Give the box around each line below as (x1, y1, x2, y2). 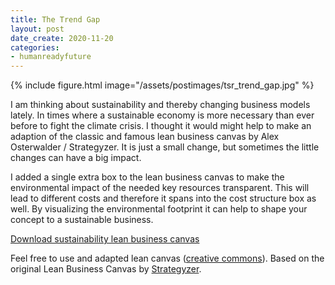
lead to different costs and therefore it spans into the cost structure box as (10, 192, 317, 205)
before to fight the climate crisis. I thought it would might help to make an (10, 120, 312, 132)
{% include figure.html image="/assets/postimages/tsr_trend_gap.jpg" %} (10, 79, 315, 91)
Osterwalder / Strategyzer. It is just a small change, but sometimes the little (10, 141, 320, 153)
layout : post (10, 24, 65, 34)
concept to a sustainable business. (10, 214, 154, 226)
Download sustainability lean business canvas (10, 233, 200, 245)
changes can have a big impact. (10, 152, 142, 164)
